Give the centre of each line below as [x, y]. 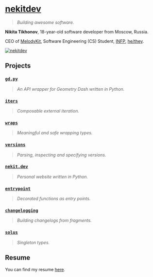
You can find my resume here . [35, 269]
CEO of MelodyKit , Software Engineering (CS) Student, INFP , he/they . [75, 41]
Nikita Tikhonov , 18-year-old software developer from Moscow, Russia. [77, 32]
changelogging [22, 211]
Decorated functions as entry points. [54, 199]
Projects [18, 66]
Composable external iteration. [48, 111]
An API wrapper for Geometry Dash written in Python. [71, 89]
